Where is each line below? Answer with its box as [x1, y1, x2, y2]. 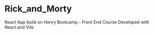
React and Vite [4, 24, 34, 30]
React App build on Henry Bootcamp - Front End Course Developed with [4, 19, 150, 25]
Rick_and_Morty [4, 3, 72, 14]
